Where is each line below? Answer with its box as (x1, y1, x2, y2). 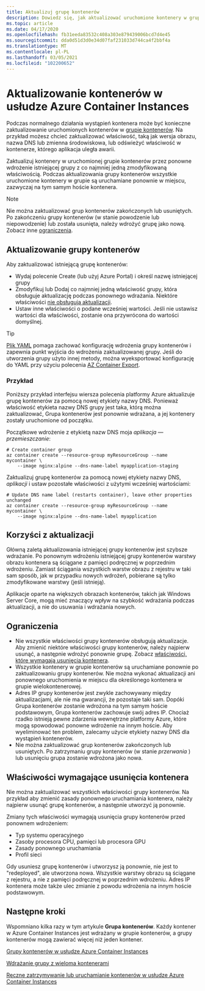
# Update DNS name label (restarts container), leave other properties (6, 492, 192, 498)
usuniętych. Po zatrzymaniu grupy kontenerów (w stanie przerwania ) (15, 748, 191, 755)
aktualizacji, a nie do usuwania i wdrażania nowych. (6, 603, 136, 611)
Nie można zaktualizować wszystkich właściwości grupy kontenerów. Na (6, 788, 189, 795)
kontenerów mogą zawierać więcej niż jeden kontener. (6, 935, 143, 943)
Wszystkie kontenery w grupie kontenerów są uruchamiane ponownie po (15, 663, 199, 670)
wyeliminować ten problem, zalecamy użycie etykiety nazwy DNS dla (15, 729, 190, 736)
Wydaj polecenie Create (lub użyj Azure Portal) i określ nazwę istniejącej (15, 273, 198, 280)
